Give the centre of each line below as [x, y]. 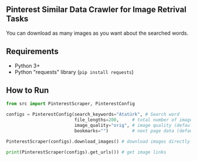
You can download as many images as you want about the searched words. [97, 33]
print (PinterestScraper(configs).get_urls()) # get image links [86, 152]
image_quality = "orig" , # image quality [123, 126]
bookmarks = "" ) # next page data [124, 131]
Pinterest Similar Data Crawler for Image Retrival [96, 10]
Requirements [32, 51]
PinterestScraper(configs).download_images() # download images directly [98, 141]
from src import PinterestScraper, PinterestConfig [70, 104]
